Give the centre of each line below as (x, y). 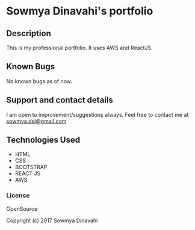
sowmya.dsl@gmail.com (36, 121)
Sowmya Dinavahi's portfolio (80, 11)
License (18, 196)
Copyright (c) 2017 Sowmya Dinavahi (52, 220)
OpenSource (22, 208)
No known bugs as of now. (39, 81)
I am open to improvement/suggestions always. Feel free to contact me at (97, 114)
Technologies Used (43, 140)
